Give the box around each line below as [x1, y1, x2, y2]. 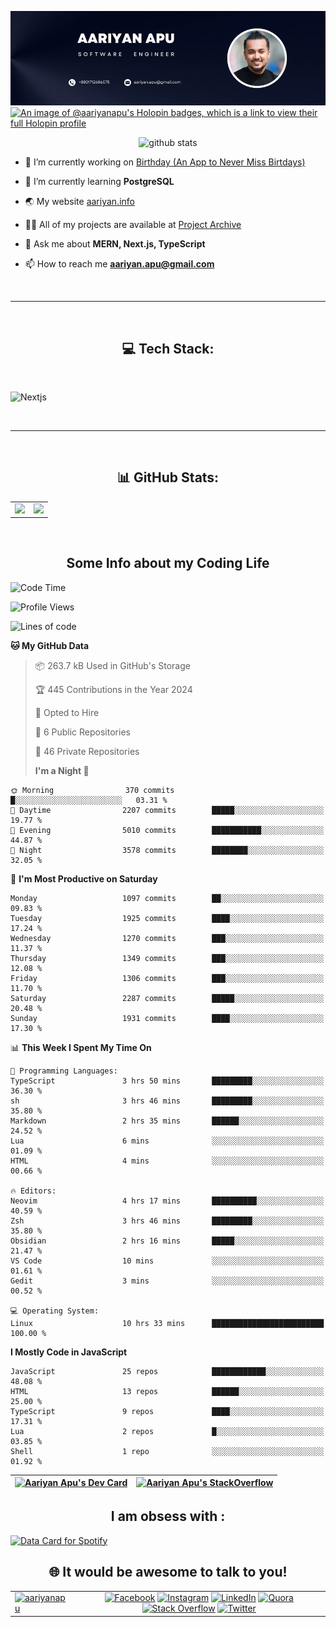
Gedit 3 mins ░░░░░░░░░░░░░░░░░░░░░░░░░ [10, 1276, 325, 1286]
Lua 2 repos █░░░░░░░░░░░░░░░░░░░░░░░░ [10, 1426, 325, 1436]
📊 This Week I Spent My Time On [10, 1041, 152, 1053]
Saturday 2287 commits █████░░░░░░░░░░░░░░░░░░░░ [10, 993, 325, 1003]
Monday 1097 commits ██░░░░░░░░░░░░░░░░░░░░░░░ [10, 893, 325, 903]
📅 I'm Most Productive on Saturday [10, 872, 158, 885]
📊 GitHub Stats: [116, 469, 220, 486]
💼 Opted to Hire [34, 706, 100, 718]
